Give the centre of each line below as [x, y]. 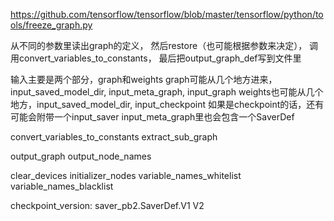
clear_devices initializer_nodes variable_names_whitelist [126, 175]
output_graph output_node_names [81, 156]
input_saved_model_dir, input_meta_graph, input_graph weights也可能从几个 [167, 92]
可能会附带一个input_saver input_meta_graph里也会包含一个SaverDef [152, 117]
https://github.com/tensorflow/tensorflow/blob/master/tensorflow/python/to [167, 14]
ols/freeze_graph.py [51, 25]
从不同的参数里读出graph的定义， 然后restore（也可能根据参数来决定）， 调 [164, 45]
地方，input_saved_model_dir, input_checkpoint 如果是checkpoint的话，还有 [167, 104]
